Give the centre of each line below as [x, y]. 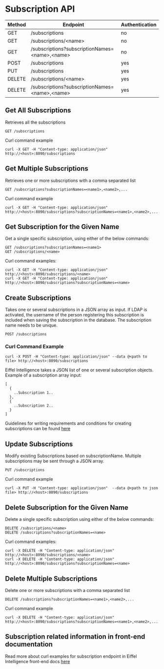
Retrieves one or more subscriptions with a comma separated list [70, 180]
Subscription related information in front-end [75, 637]
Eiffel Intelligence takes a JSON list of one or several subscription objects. [79, 370]
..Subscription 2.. [34, 406]
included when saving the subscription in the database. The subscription [78, 320]
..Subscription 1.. [34, 393]
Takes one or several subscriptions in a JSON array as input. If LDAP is [76, 309]
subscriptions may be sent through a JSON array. [55, 461]
